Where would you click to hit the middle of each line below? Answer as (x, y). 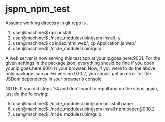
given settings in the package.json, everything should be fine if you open (80, 63)
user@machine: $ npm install (42, 32)
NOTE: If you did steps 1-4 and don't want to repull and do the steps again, (82, 88)
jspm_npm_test (38, 9)
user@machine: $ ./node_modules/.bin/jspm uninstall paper (73, 103)
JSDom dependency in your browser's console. (54, 79)
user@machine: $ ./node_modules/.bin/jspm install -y (67, 38)
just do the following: (27, 94)
